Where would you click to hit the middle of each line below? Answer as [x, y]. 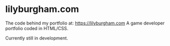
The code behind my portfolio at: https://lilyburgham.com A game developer [85, 23]
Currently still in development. [37, 38]
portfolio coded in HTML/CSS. [37, 28]
